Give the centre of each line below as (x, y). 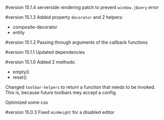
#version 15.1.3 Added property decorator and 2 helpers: (64, 17)
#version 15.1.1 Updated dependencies (45, 52)
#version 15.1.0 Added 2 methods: (41, 62)
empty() (21, 72)
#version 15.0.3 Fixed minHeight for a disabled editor (60, 112)
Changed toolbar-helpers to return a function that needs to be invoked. (80, 87)
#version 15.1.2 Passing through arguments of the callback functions (77, 42)
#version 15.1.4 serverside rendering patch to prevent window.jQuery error (82, 7)
